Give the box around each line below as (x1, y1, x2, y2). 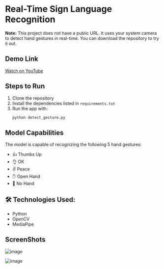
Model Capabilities (5, 129, 64, 137)
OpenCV (12, 216, 30, 222)
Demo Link (5, 55, 38, 63)
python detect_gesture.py (12, 115, 65, 120)
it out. (5, 40, 17, 46)
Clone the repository (12, 95, 54, 101)
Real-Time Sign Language (5, 3, 112, 15)
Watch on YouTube (5, 68, 43, 74)
